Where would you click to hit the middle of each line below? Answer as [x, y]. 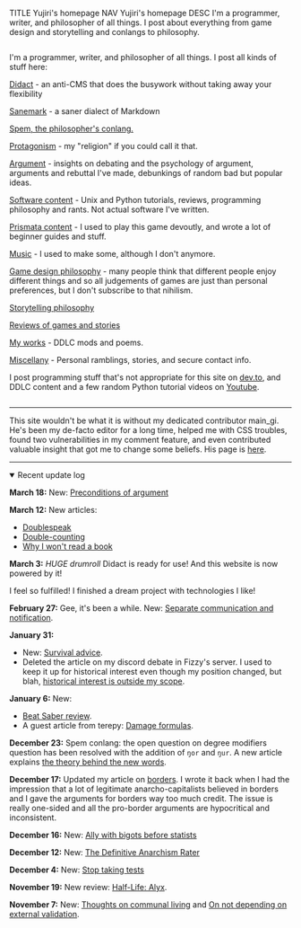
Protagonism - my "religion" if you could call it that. [104, 146]
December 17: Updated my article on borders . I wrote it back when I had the [150, 779]
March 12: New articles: [53, 510]
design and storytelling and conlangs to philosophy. [104, 32]
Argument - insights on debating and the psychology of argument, [131, 164]
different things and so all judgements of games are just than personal [138, 281]
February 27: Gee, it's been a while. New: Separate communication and [142, 608]
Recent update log [51, 475]
